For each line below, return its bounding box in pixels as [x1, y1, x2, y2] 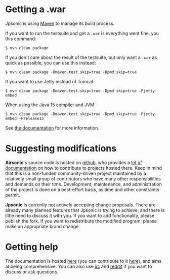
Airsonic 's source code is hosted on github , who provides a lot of [5, 159, 142, 166]
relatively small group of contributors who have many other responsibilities [5, 175, 161, 181]
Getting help [5, 241, 58, 253]
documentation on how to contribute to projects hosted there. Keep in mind [5, 165, 162, 171]
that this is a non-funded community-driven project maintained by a [5, 170, 147, 176]
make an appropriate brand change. [5, 223, 80, 229]
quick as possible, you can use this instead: [5, 59, 96, 66]
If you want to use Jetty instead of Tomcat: [5, 78, 95, 84]
